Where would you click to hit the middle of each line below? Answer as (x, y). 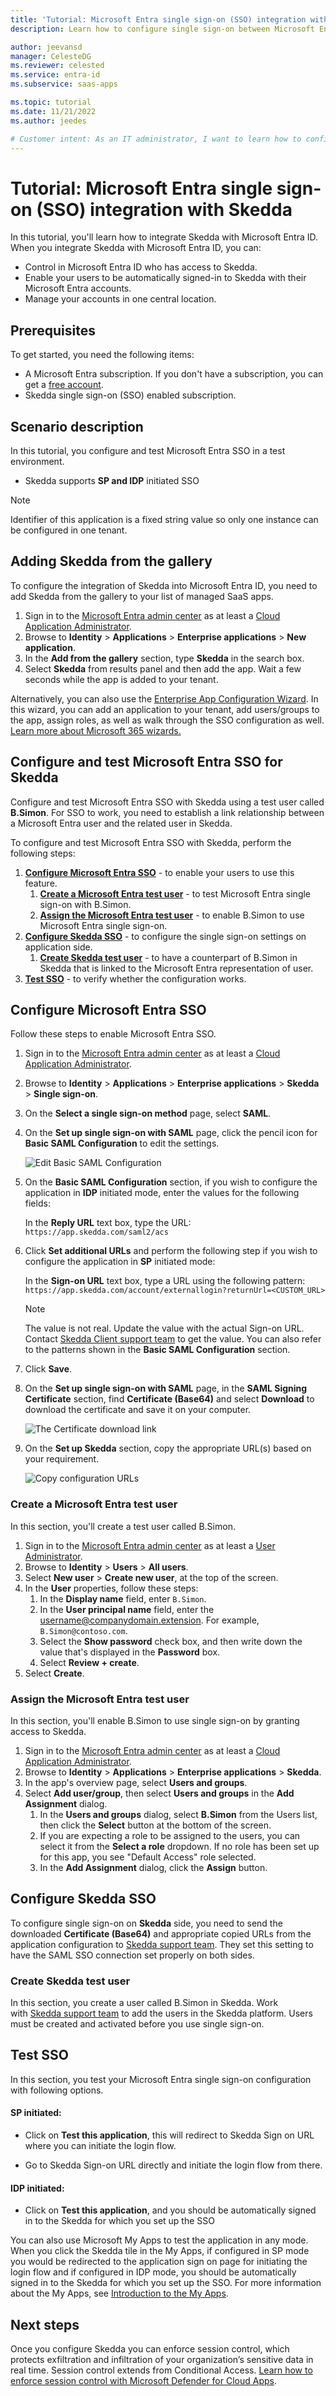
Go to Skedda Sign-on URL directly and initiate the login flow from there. (173, 2165)
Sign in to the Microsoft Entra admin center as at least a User (150, 1545)
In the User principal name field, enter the (127, 1609)
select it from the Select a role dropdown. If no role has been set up (179, 1846)
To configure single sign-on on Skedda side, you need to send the (146, 1923)
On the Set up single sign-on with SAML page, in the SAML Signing (166, 1388)
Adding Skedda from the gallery (111, 561)
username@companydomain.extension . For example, (149, 1620)
